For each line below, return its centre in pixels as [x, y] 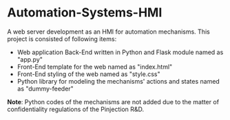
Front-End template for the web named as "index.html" [95, 67]
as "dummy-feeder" [45, 88]
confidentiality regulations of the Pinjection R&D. [76, 109]
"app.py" [30, 59]
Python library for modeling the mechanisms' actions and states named [118, 81]
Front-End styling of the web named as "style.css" [88, 74]
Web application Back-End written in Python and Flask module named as [120, 52]
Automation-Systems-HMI [85, 13]
